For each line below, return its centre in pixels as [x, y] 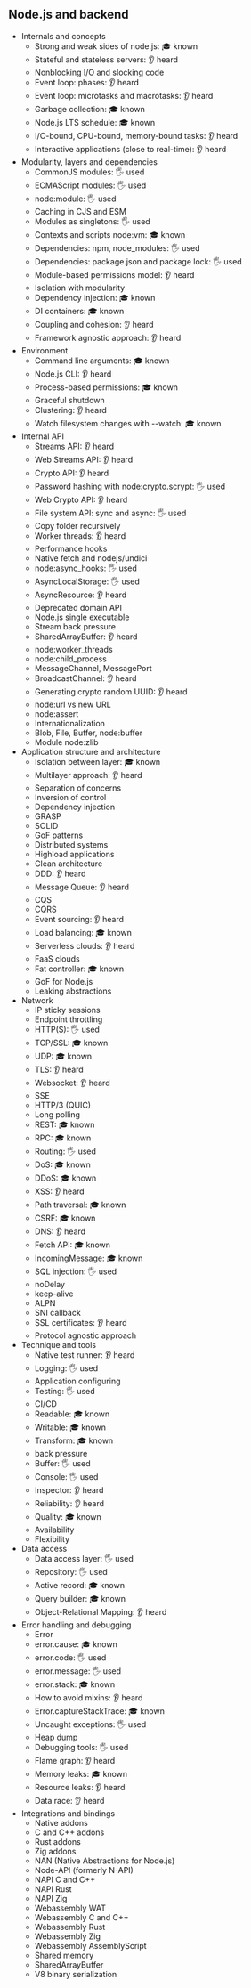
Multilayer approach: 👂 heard [88, 775]
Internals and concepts [63, 36]
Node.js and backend [69, 15]
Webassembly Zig [68, 1936]
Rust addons [57, 1841]
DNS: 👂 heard [60, 1231]
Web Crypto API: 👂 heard [81, 499]
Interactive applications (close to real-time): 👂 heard [130, 149]
